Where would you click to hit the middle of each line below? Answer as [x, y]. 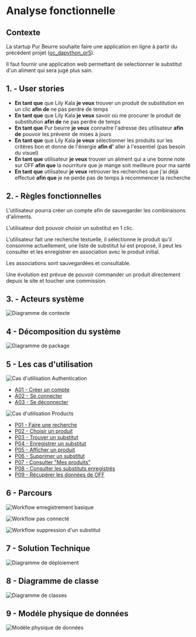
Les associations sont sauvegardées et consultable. [68, 263]
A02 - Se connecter [38, 396]
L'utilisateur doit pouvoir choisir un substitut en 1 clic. [70, 228]
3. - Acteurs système [45, 299]
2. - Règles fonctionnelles [54, 196]
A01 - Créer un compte [42, 390]
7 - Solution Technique [48, 549]
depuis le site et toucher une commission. [56, 280]
